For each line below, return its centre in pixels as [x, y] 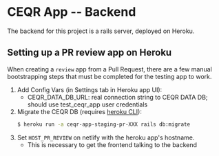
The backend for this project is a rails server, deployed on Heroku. [101, 31]
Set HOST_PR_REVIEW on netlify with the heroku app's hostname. [106, 137]
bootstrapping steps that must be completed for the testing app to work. [109, 76]
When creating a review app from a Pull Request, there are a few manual [109, 69]
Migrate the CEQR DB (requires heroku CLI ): [80, 111]
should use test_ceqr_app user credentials [87, 104]
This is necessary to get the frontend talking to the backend [112, 144]
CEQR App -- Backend [72, 12]
